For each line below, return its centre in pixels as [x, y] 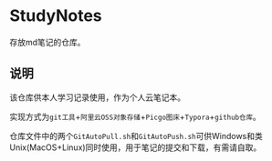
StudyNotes [56, 16]
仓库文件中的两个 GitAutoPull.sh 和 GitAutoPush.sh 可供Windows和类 [136, 136]
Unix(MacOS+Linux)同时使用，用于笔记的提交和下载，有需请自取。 [136, 147]
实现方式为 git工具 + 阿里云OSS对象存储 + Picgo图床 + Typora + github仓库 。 [136, 116]
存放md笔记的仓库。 [47, 42]
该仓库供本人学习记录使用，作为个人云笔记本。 [97, 97]
